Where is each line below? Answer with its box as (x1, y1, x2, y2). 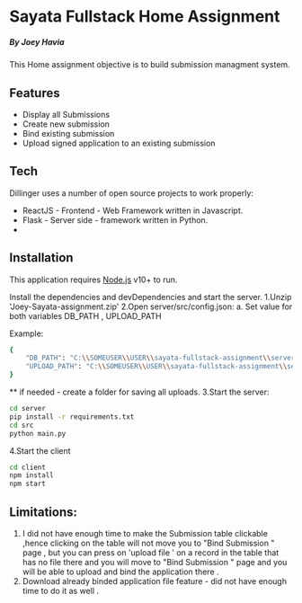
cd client (9, 463, 47, 472)
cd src (9, 421, 34, 430)
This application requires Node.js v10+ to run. (9, 274, 178, 285)
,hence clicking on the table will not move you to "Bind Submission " (22, 537, 275, 549)
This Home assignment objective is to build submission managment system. (9, 59, 290, 70)
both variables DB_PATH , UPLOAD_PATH (9, 310, 162, 321)
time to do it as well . (22, 586, 100, 597)
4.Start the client (9, 445, 71, 456)
